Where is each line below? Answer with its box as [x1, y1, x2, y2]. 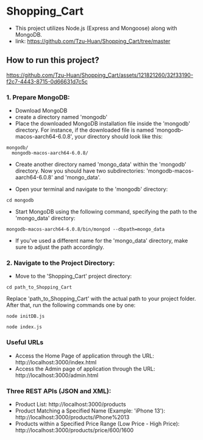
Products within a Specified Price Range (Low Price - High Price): [15, 420, 180, 427]
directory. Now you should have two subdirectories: [15, 167, 145, 175]
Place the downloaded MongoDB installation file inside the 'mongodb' [15, 120, 191, 128]
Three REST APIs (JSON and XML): [6, 386, 112, 395]
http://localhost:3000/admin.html [15, 371, 99, 379]
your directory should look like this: [74, 133, 163, 140]
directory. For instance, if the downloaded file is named [15, 126, 154, 134]
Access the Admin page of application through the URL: [15, 365, 155, 372]
